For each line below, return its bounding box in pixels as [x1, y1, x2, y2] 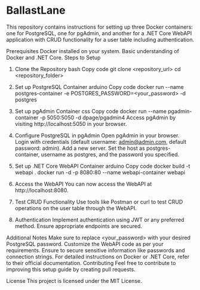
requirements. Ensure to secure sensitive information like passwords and [6, 246, 185, 254]
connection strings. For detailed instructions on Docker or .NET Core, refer [6, 253, 190, 260]
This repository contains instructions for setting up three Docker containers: [6, 23, 193, 30]
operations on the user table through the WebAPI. [14, 204, 137, 212]
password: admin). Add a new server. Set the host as [14, 144, 145, 152]
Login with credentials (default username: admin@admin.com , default [14, 138, 187, 145]
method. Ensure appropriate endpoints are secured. [14, 222, 142, 230]
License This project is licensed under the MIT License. [6, 277, 142, 284]
